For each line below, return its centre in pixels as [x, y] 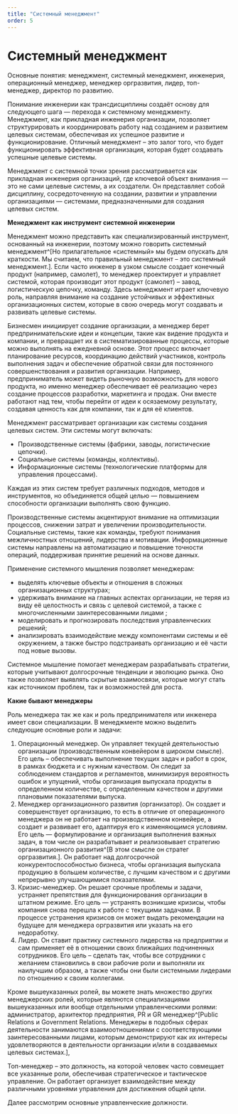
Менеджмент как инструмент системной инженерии [91, 223]
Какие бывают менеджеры [50, 701]
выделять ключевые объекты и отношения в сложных [100, 583]
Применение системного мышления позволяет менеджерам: [101, 569]
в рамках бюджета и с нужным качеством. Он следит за [104, 767]
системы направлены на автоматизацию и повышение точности [106, 547]
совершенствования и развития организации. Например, [95, 372]
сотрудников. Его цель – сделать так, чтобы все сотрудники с [112, 955]
